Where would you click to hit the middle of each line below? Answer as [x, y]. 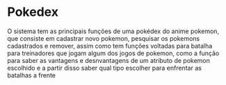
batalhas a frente [31, 75]
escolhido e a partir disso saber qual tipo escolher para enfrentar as [104, 68]
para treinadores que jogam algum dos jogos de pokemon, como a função [113, 53]
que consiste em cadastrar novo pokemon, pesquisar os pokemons [104, 38]
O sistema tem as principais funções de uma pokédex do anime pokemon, [113, 31]
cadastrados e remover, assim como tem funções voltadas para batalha [110, 46]
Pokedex [33, 12]
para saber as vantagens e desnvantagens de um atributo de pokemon [109, 60]
